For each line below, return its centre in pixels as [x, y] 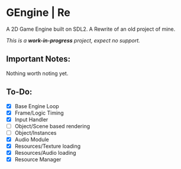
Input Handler [31, 119]
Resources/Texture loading [48, 146]
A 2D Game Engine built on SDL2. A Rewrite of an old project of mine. [91, 29]
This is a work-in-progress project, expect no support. [73, 40]
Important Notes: [38, 59]
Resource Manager [38, 160]
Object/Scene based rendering [52, 126]
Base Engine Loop [37, 106]
